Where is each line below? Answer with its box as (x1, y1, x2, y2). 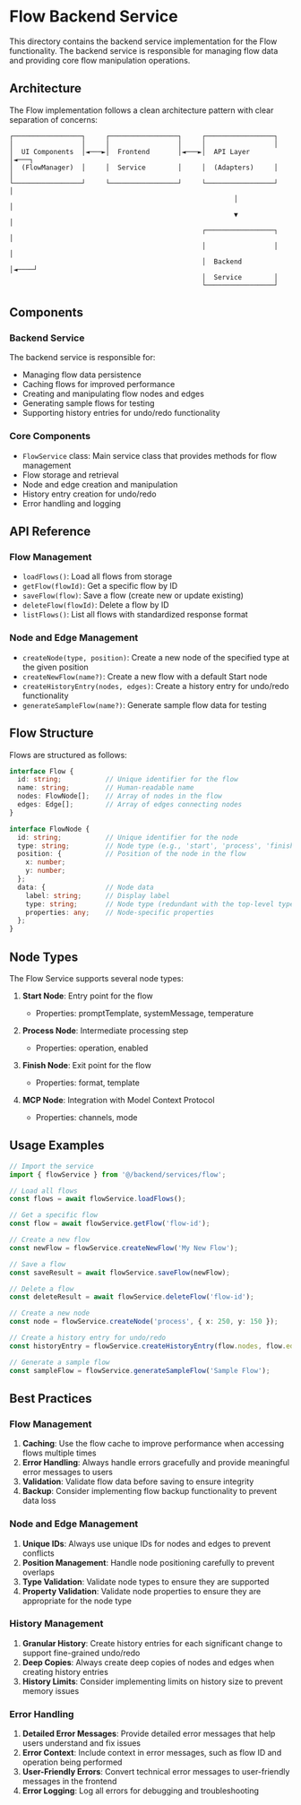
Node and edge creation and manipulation (21, 479, 178, 489)
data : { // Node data (17, 883, 154, 892)
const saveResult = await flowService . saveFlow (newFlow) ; (9, 1268, 230, 1277)
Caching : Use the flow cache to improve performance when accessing (21, 1438, 285, 1449)
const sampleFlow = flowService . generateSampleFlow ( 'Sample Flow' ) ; (9, 1366, 271, 1375)
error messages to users (21, 1467, 114, 1478)
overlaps (21, 1567, 56, 1577)
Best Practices (9, 1391, 92, 1406)
